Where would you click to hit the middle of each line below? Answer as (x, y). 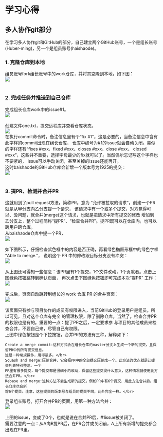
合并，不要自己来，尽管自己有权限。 (45, 328)
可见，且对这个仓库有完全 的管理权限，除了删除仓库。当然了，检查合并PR (83, 316)
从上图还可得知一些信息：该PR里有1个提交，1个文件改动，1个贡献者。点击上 (81, 271)
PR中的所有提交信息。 (27, 350)
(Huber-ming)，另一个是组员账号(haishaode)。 (52, 48)
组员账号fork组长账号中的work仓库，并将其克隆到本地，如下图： (70, 74)
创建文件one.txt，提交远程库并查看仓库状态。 (50, 126)
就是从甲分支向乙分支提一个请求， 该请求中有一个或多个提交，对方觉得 (76, 209)
